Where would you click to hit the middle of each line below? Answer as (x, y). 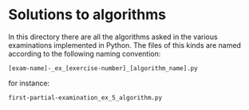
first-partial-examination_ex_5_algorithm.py (85, 97)
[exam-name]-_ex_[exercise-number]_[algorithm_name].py (103, 68)
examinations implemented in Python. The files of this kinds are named (125, 45)
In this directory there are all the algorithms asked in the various (113, 37)
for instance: (29, 83)
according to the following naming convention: (85, 53)
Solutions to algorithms (87, 15)
